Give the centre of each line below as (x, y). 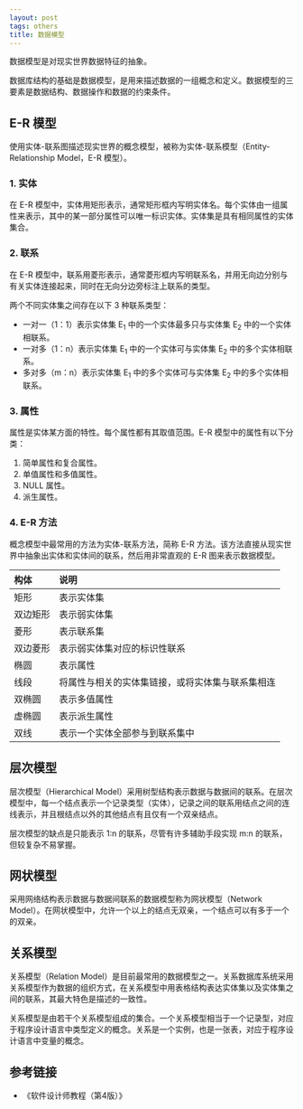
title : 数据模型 (37, 34)
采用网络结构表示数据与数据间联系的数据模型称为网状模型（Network (136, 899)
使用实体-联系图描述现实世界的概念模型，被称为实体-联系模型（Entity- (140, 146)
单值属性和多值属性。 (62, 475)
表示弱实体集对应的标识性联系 (123, 648)
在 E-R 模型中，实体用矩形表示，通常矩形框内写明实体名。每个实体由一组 (145, 205)
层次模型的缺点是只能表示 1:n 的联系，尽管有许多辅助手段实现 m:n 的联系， (148, 833)
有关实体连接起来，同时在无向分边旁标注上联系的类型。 (112, 286)
